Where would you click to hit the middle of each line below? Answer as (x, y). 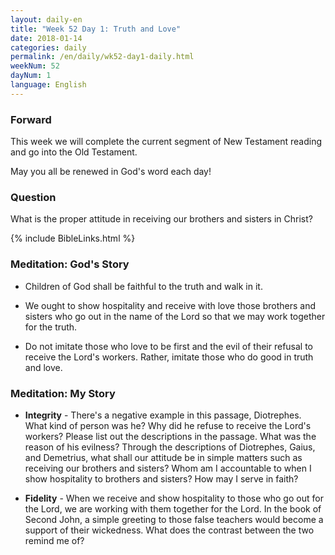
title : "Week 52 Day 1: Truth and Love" (96, 29)
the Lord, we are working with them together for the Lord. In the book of (173, 508)
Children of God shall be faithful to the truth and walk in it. (143, 286)
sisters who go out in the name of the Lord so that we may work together (175, 316)
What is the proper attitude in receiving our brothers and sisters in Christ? (161, 219)
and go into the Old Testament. (74, 152)
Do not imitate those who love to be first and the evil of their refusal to (169, 346)
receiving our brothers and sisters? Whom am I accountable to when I (168, 468)
